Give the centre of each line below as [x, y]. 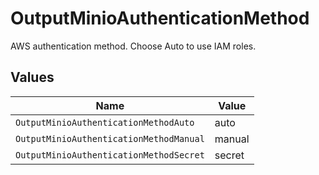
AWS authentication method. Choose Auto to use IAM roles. [133, 46]
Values [32, 77]
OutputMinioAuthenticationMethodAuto [105, 122]
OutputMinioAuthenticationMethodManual [110, 138]
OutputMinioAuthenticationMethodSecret [110, 155]
